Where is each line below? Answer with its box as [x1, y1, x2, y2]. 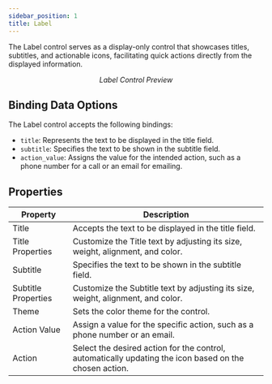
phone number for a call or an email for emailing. [19, 162, 183, 171]
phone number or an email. [72, 330, 176, 341]
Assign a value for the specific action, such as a [72, 319, 254, 330]
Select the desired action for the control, [72, 343, 226, 354]
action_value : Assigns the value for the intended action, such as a [19, 153, 241, 162]
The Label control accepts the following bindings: [8, 119, 173, 130]
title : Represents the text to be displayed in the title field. [19, 136, 215, 145]
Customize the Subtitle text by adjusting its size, [72, 283, 255, 294]
